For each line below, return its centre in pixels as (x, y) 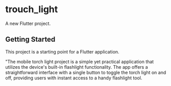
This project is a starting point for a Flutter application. (62, 51)
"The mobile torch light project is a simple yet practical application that (80, 62)
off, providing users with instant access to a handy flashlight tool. (74, 78)
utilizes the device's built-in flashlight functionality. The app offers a (77, 67)
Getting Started (30, 39)
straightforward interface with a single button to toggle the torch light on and (86, 72)
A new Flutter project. (28, 23)
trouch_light (32, 9)
